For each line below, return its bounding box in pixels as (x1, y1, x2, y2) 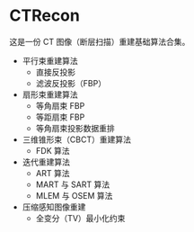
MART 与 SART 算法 (35, 179, 110, 190)
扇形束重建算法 (22, 89, 78, 100)
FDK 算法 (35, 145, 70, 156)
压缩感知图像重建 (22, 201, 86, 212)
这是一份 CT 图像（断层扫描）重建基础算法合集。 (9, 36, 190, 47)
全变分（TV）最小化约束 (35, 212, 126, 223)
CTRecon (9, 5, 81, 26)
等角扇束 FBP (35, 100, 85, 111)
